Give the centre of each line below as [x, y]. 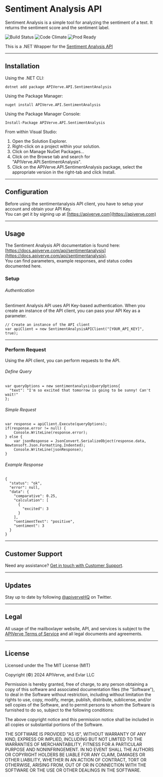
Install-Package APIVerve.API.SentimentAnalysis [55, 122]
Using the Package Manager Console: [43, 114]
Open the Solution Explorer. [40, 141]
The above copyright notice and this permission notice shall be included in [79, 719]
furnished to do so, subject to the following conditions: [59, 710]
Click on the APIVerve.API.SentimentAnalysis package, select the [77, 167]
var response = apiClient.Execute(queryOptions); [56, 424]
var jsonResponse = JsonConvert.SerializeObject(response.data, [80, 441]
